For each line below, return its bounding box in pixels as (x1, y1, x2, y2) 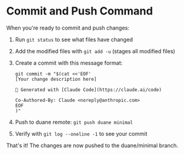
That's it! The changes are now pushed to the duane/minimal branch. (6, 142, 179, 149)
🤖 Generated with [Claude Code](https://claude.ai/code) (15, 86, 162, 93)
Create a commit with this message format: (15, 59, 123, 66)
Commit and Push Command (6, 4, 153, 18)
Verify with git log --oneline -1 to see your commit (15, 130, 148, 137)
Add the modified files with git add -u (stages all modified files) (15, 47, 176, 55)
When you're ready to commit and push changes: (6, 24, 130, 31)
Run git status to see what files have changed (15, 36, 133, 43)
